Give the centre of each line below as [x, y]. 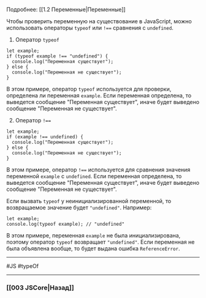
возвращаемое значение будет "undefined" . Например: [79, 207]
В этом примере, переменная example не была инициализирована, [93, 235]
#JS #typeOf [22, 266]
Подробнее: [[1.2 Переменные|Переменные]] [66, 9]
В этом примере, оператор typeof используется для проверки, [89, 89]
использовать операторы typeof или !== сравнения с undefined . [90, 28]
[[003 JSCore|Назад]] [40, 288]
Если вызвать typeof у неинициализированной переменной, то [89, 201]
